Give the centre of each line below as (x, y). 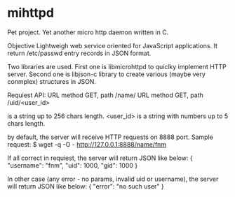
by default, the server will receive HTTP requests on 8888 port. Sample (110, 137)
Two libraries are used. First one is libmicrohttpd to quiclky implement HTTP (117, 66)
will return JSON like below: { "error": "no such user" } (86, 186)
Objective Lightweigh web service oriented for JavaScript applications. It (112, 45)
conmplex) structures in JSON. (52, 81)
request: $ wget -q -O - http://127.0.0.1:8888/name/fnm (87, 144)
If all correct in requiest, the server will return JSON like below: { (100, 158)
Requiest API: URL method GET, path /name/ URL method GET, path (105, 95)
